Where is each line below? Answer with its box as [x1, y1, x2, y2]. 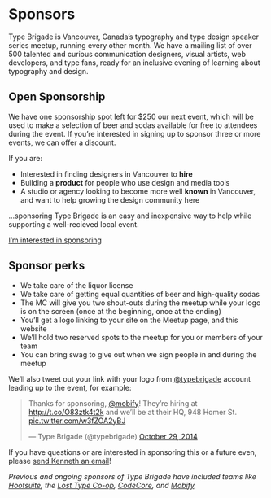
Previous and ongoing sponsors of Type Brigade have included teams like [8, 471, 256, 481]
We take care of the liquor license [20, 280, 133, 290]
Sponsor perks [8, 259, 85, 273]
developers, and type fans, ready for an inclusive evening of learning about [8, 58, 260, 68]
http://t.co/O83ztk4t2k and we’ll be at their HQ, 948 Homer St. [28, 407, 238, 417]
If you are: [8, 153, 43, 163]
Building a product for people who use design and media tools [20, 177, 230, 187]
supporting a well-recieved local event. [8, 219, 140, 229]
